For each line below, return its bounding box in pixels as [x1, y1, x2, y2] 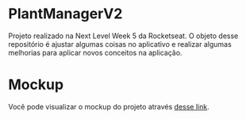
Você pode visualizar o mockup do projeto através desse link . [8, 102, 210, 111]
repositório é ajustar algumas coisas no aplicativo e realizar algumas [8, 39, 232, 48]
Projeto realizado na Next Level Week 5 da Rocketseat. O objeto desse [8, 31, 239, 40]
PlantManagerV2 [8, 5, 123, 23]
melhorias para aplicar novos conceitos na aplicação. [8, 48, 183, 57]
